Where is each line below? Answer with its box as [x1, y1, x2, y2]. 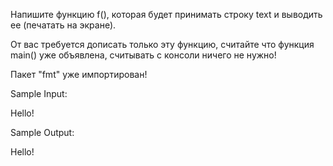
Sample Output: [10, 127, 75, 138]
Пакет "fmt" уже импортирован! [10, 69, 148, 80]
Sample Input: [10, 88, 68, 99]
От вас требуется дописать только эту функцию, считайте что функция [10, 39, 315, 50]
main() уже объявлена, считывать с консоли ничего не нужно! [10, 49, 277, 61]
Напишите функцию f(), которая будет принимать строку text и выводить [10, 9, 323, 20]
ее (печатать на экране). [10, 19, 117, 31]
